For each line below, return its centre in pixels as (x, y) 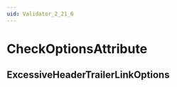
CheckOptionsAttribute (77, 48)
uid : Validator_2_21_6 (40, 14)
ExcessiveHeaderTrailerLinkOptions (88, 75)
